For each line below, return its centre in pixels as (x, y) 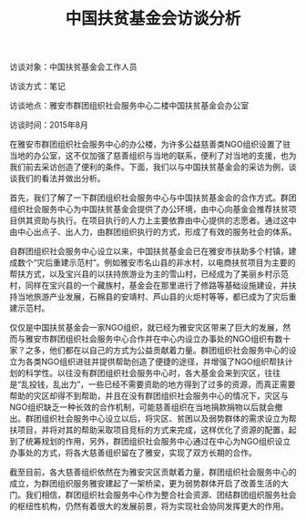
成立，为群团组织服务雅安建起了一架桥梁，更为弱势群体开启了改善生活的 (145, 484)
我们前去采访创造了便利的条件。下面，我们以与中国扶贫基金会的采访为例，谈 (153, 167)
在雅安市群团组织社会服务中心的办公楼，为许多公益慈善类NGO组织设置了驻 (150, 144)
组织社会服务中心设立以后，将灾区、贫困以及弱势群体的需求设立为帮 (168, 419)
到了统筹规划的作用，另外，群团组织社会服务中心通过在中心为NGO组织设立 (150, 442)
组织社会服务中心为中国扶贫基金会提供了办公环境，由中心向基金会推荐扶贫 (149, 209)
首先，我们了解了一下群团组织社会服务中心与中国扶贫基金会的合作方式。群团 (153, 198)
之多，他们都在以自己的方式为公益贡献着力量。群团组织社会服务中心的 (157, 351)
